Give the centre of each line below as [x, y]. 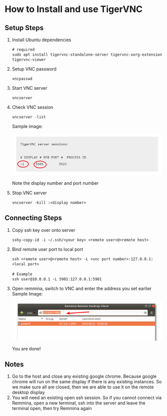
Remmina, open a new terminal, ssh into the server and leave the [78, 403]
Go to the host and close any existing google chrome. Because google [84, 376]
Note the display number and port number [55, 183]
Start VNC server [29, 88]
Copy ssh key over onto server [43, 230]
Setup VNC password [34, 69]
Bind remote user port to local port [47, 249]
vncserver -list [29, 117]
